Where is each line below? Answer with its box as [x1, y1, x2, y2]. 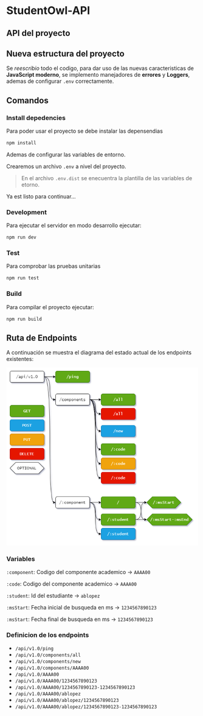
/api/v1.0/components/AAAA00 [15, 665, 89, 672]
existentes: [6, 356, 34, 363]
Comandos [6, 95, 49, 105]
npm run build [6, 316, 43, 322]
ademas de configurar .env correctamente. [6, 77, 114, 85]
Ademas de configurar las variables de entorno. [6, 150, 126, 158]
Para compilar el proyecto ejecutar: [6, 303, 94, 311]
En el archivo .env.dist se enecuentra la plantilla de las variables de [21, 174, 193, 181]
